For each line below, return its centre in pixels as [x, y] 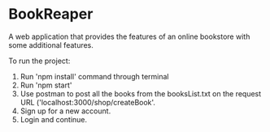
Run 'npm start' [46, 85]
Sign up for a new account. [65, 111]
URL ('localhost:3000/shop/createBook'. [88, 102]
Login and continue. [54, 119]
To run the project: [39, 61]
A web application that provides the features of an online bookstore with [129, 36]
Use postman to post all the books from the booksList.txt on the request [141, 93]
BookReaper [51, 14]
